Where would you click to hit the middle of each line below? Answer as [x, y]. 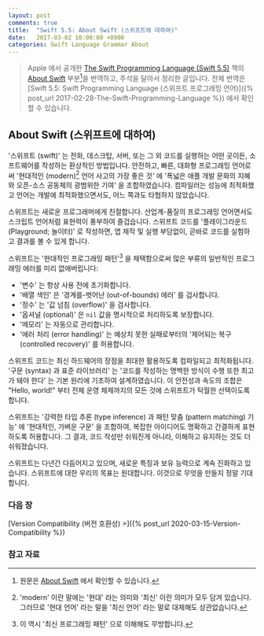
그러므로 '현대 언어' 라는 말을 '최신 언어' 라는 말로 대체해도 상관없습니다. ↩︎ [133, 607]
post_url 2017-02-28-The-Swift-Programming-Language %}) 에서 [133, 98]
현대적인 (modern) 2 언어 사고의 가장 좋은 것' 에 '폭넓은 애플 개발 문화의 [127, 175]
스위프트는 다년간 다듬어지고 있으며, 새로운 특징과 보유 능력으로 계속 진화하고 [126, 463]
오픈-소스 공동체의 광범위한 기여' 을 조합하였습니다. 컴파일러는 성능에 [122, 185]
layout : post [29, 15]
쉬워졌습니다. [28, 446]
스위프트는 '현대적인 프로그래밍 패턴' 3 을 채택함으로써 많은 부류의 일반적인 [121, 258]
